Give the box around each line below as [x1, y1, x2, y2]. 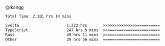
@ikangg [5, 4, 24, 10]
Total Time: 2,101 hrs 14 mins [5, 14, 72, 19]
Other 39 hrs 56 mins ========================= [5, 37, 160, 42]
